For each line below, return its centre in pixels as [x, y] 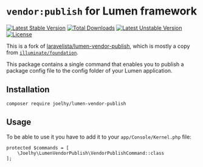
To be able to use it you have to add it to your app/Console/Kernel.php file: [99, 137]
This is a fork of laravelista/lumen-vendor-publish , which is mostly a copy [98, 46]
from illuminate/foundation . [43, 52]
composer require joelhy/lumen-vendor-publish [66, 103]
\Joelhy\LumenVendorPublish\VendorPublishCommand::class [91, 153]
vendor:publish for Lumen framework [102, 11]
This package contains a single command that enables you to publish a [95, 64]
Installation [28, 90]
